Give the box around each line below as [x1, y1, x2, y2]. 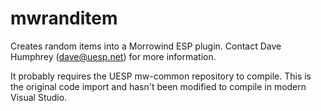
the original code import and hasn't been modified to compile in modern [10, 80, 307, 92]
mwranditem [10, 7, 118, 30]
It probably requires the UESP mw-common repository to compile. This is [10, 70, 312, 82]
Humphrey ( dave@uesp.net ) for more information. [10, 50, 217, 62]
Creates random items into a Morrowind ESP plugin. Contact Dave [10, 40, 282, 52]
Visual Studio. [10, 91, 68, 103]
